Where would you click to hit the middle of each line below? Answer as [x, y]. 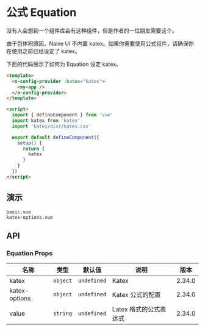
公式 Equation [41, 12]
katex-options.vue [30, 217]
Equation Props [30, 253]
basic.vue [19, 212]
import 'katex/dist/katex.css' [52, 126]
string [62, 314]
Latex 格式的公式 [136, 310]
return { [34, 149]
